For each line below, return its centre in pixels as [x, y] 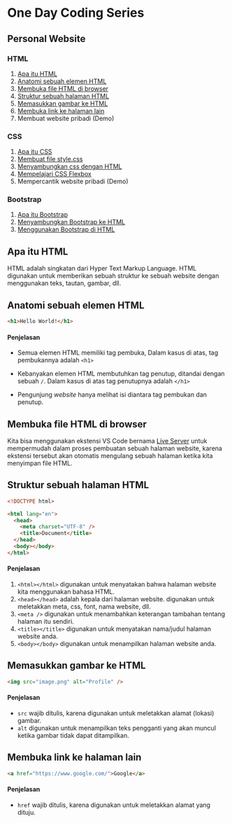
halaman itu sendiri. [46, 621]
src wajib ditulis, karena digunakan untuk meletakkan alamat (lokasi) [116, 713]
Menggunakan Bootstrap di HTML [66, 229]
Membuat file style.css [50, 159]
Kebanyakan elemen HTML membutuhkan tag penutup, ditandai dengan [121, 374]
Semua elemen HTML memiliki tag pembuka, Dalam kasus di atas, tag [118, 353]
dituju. [27, 812]
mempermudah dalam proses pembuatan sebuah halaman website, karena [115, 448]
